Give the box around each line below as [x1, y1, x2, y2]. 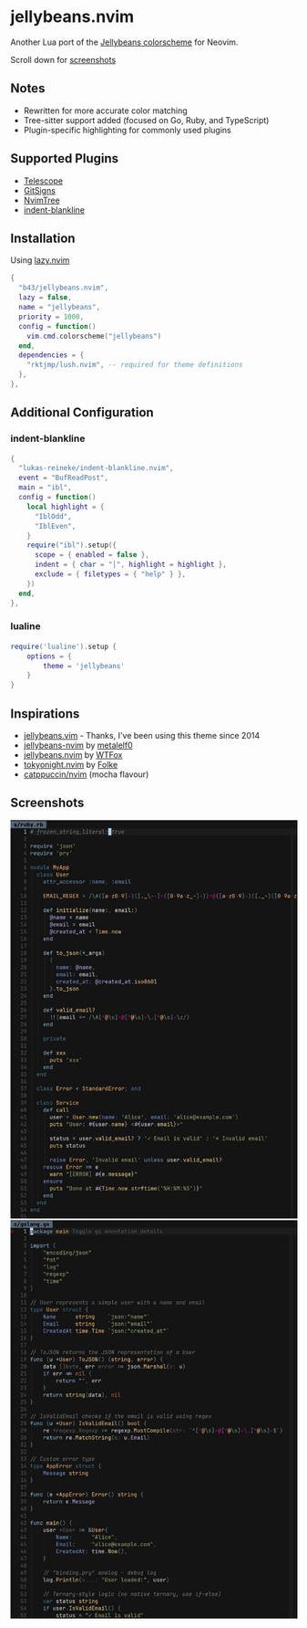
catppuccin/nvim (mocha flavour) [23, 769, 149, 780]
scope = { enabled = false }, [34, 551, 149, 560]
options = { [26, 651, 72, 661]
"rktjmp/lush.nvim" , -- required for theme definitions [26, 361, 244, 370]
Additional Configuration [10, 404, 154, 421]
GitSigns [23, 184, 56, 195]
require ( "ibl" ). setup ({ [26, 541, 118, 550]
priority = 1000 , [18, 312, 85, 321]
